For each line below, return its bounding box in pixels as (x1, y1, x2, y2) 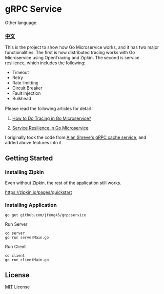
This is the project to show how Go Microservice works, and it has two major (5, 44, 159, 50)
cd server (5, 231, 25, 236)
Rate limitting (12, 80, 39, 86)
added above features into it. (5, 140, 63, 146)
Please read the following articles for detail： (5, 106, 95, 111)
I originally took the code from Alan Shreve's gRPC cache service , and (5, 134, 146, 140)
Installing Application (5, 201, 57, 208)
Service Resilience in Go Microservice (12, 125, 89, 131)
